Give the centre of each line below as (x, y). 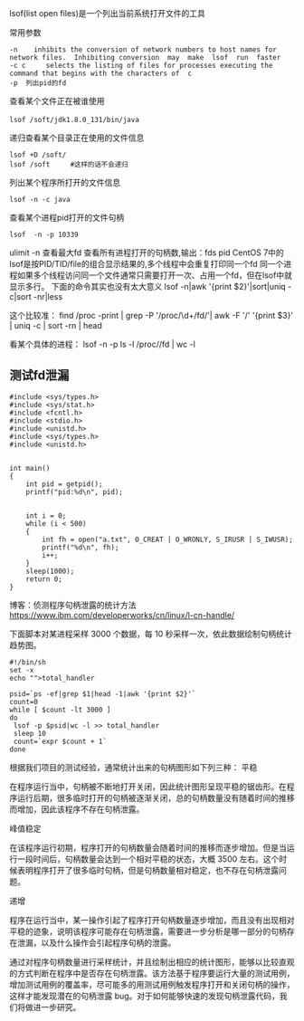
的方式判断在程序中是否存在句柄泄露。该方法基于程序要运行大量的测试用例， (152, 973)
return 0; (44, 579)
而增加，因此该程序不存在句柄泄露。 (77, 809)
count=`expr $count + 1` (60, 741)
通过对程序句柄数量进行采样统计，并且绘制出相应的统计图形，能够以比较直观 (152, 961)
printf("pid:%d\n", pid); (75, 491)
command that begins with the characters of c (101, 73)
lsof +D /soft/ (38, 155)
